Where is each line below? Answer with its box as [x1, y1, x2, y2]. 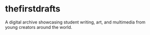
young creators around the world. [5, 24, 73, 30]
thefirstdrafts [5, 3, 61, 14]
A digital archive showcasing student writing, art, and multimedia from [5, 19, 146, 25]
